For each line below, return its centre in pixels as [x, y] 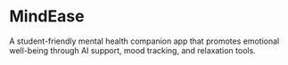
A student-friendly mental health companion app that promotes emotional [144, 41]
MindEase [47, 16]
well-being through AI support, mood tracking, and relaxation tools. [132, 50]
